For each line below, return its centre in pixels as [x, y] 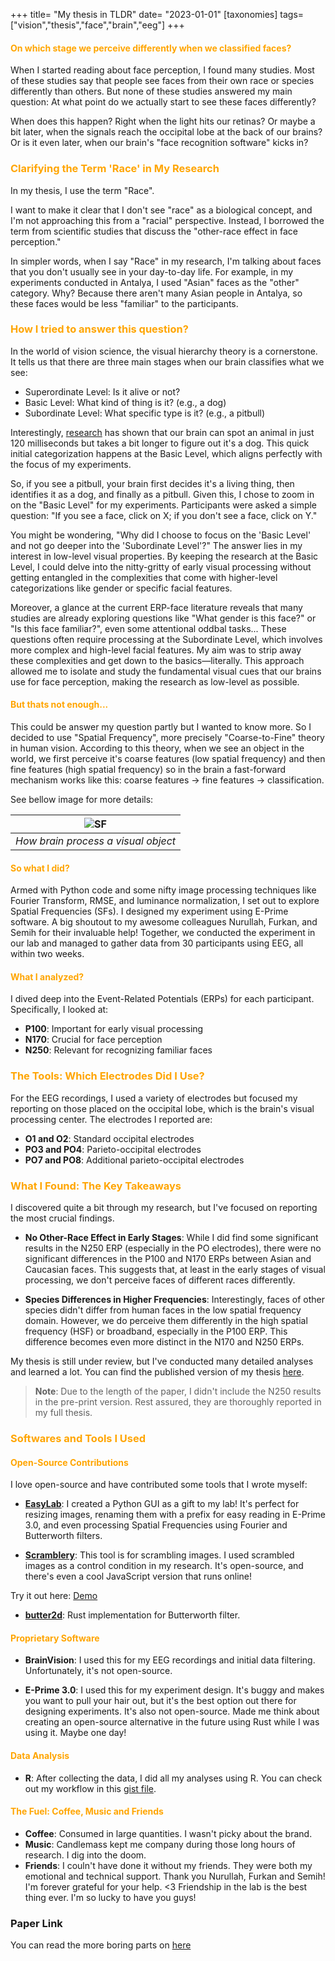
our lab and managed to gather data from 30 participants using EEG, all [157, 943]
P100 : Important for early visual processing [114, 1029]
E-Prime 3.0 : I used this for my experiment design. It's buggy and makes [174, 1690]
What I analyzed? [47, 976]
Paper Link [36, 1923]
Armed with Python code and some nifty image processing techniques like [163, 890]
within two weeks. [47, 954]
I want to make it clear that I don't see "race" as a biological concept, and [161, 210]
